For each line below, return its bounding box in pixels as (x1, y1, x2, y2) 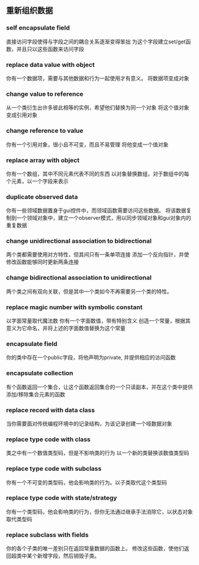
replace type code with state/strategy (6, 494, 117, 502)
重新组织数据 (6, 5, 53, 16)
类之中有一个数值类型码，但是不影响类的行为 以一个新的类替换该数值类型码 (6, 450, 190, 457)
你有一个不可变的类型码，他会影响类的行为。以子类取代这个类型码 (6, 479, 167, 486)
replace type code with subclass (6, 464, 102, 473)
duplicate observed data (6, 192, 78, 201)
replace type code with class (6, 435, 91, 443)
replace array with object (6, 156, 80, 164)
